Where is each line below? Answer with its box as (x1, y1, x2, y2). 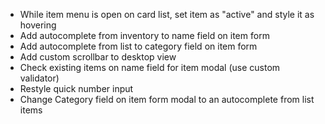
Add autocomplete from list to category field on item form (19, 40, 258, 52)
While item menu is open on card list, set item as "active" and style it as (19, 9, 315, 20)
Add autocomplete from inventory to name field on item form (19, 30, 270, 41)
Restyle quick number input (19, 83, 134, 94)
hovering (19, 19, 57, 31)
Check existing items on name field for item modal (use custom (19, 62, 281, 73)
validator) (19, 72, 60, 84)
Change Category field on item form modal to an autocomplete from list (19, 94, 315, 105)
